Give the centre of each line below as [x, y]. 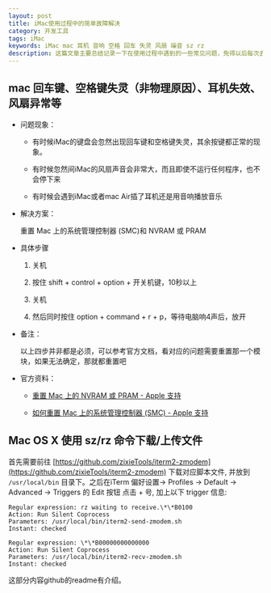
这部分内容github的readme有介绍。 [67, 580]
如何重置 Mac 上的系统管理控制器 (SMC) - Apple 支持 [120, 413]
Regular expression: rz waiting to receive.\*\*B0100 [101, 507]
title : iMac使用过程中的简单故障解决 [65, 23]
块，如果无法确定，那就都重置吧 [73, 361]
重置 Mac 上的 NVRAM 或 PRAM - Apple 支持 [106, 395]
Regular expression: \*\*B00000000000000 [79, 543]
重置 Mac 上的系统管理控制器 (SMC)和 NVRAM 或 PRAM [113, 231]
